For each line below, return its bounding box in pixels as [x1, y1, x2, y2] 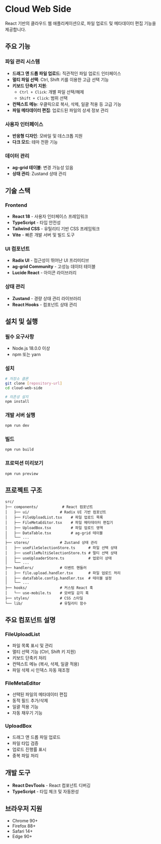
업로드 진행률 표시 [12, 747, 46, 753]
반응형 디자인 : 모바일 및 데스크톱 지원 [12, 133, 83, 139]
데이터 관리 [5, 152, 30, 159]
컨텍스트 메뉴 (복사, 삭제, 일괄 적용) [12, 661, 80, 667]
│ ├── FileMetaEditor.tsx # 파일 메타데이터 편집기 [5, 520, 114, 525]
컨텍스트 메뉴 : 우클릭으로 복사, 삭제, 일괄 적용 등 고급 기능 [12, 101, 121, 107]
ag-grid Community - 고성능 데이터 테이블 [12, 264, 96, 270]
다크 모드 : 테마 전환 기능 [12, 139, 58, 145]
